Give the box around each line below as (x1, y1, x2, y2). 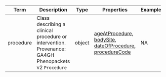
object (75, 39, 90, 46)
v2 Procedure (36, 64, 67, 71)
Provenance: (36, 45, 66, 52)
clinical (36, 27, 53, 34)
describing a (36, 21, 66, 28)
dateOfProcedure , (94, 42, 136, 49)
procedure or (36, 33, 67, 40)
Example (140, 6, 162, 13)
